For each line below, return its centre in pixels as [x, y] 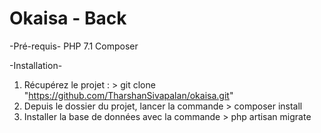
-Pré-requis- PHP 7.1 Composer [74, 46]
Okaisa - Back [68, 18]
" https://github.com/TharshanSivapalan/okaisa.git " [128, 95]
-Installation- [36, 65]
